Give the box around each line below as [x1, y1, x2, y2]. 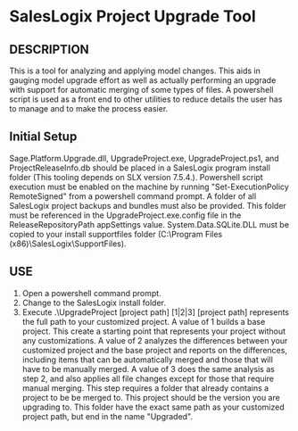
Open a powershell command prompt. [21, 287, 162, 298]
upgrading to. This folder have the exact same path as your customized [21, 402, 285, 412]
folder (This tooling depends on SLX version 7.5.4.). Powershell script [9, 171, 263, 182]
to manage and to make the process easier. [9, 104, 169, 113]
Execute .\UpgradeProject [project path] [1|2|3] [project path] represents [21, 306, 290, 318]
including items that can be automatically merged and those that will [21, 354, 274, 365]
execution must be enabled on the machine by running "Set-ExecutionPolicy [9, 181, 290, 192]
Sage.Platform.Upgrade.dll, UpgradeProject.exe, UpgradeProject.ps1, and [9, 153, 279, 163]
